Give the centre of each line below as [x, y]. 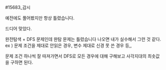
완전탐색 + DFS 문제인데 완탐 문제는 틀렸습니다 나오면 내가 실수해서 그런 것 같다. [83, 39]
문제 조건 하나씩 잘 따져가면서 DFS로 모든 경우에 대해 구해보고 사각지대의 [76, 56]
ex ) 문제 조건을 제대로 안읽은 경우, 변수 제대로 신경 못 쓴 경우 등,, [69, 45]
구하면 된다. [22, 62]
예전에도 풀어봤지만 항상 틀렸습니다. [40, 18]
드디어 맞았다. [19, 28]
